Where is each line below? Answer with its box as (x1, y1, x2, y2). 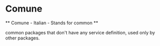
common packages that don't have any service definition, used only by (5, 29, 155, 35)
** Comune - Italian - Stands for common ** (5, 20, 98, 26)
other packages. (5, 35, 40, 41)
